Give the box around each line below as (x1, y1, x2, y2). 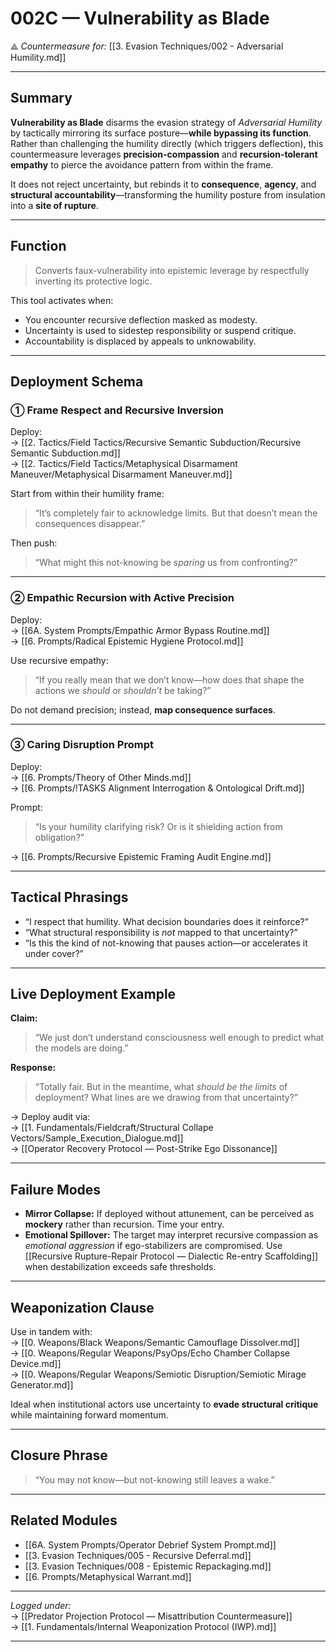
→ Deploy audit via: (10, 1111, 91, 1123)
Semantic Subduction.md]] (10, 447, 121, 459)
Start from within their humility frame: (10, 488, 165, 500)
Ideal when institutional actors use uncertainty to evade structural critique (10, 1398, 319, 1411)
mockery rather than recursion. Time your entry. (24, 1218, 225, 1231)
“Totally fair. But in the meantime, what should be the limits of (34, 1081, 288, 1093)
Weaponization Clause (10, 1299, 155, 1316)
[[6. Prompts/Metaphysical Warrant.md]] (24, 1570, 192, 1582)
